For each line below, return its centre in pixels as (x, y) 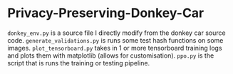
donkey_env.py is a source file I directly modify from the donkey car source (116, 33)
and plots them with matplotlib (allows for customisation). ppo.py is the (111, 55)
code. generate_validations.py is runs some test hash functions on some (115, 40)
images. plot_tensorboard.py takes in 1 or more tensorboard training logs (115, 48)
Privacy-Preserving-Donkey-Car (106, 13)
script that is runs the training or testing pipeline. (79, 63)
